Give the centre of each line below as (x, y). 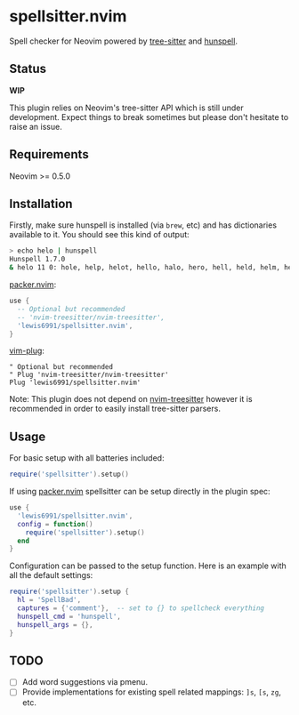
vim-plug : (27, 351)
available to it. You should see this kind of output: (99, 235)
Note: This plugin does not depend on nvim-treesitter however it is (131, 399)
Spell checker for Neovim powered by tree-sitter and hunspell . (124, 41)
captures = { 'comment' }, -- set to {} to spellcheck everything (141, 608)
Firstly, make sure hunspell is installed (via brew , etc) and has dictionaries (143, 225)
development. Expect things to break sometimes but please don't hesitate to (149, 116)
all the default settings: (51, 575)
